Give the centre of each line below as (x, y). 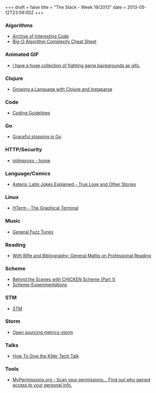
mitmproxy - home (31, 160)
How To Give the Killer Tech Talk (45, 356)
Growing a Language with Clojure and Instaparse (62, 89)
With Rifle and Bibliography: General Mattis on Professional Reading (82, 255)
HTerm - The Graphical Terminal (45, 208)
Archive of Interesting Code (40, 36)
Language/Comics (28, 173)
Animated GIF (22, 54)
